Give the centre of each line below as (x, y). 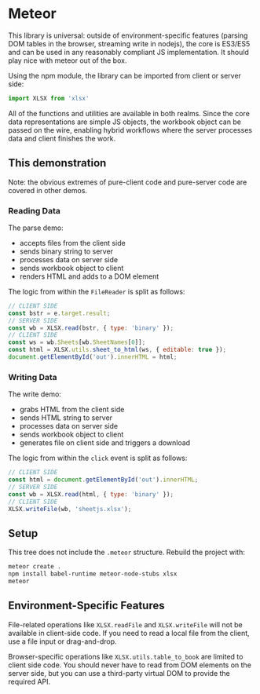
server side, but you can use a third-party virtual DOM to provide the (119, 673)
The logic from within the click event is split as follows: (98, 458)
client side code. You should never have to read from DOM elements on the (130, 665)
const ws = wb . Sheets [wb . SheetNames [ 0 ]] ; (77, 342)
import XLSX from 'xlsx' (49, 98)
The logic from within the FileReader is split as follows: (97, 291)
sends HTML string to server (66, 418)
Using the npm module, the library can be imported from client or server (125, 75)
